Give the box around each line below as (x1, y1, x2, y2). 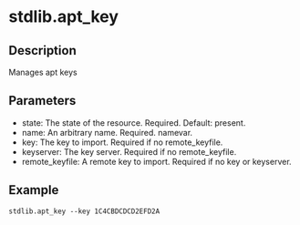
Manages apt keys (8, 66, 78, 77)
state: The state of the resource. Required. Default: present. (21, 117, 246, 128)
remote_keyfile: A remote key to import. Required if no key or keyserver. (21, 156, 293, 167)
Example (8, 182, 59, 198)
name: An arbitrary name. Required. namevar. (21, 127, 193, 138)
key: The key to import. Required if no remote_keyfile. (21, 137, 223, 148)
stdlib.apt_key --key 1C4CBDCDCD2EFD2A (8, 207, 160, 216)
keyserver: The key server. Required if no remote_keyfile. (21, 146, 237, 157)
